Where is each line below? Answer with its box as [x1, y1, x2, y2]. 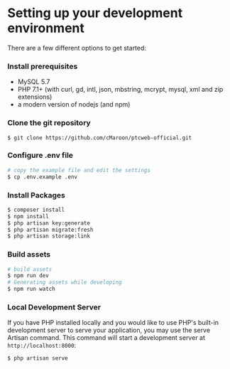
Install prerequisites [7, 61, 78, 71]
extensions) [17, 92, 53, 101]
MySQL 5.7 [17, 77, 50, 86]
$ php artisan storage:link [7, 232, 91, 240]
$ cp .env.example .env [7, 173, 78, 181]
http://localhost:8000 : [7, 341, 77, 350]
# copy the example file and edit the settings [7, 166, 151, 173]
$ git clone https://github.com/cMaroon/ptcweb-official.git [7, 134, 192, 141]
